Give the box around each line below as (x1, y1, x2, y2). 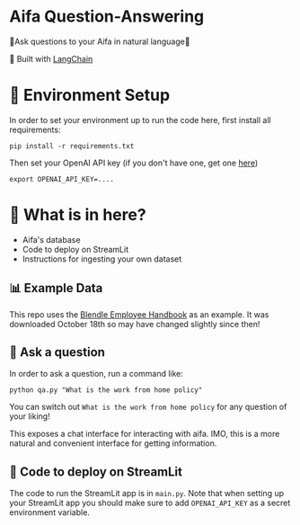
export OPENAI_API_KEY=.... (9, 174, 115, 183)
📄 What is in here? (9, 205, 146, 226)
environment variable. (9, 507, 90, 518)
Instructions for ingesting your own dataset (22, 254, 182, 264)
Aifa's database (22, 234, 81, 245)
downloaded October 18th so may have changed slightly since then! (9, 318, 260, 329)
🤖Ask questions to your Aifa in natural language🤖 (9, 36, 190, 47)
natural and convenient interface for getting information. (9, 438, 217, 449)
